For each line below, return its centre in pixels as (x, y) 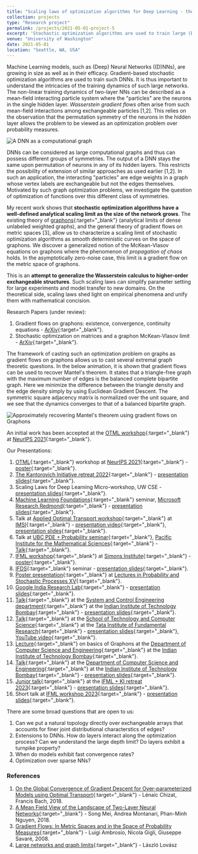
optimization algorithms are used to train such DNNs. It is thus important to (97, 79)
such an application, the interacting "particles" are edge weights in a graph (98, 177)
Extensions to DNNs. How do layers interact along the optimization (96, 735)
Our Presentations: (29, 450)
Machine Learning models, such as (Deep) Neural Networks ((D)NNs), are (96, 67)
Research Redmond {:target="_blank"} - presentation (79, 505)
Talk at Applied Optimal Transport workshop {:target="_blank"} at (93, 518)
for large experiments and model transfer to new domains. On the (86, 288)
